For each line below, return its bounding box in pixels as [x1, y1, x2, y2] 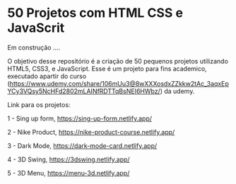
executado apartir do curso [7, 72, 87, 80]
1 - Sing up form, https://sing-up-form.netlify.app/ [7, 114, 153, 123]
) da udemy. [160, 87, 195, 95]
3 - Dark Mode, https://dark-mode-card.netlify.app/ [7, 141, 158, 149]
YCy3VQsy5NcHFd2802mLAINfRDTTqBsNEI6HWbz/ [7, 87, 160, 95]
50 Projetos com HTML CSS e [7, 5, 184, 21]
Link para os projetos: [7, 100, 71, 109]
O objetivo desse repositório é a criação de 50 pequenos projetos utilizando [7, 56, 228, 65]
